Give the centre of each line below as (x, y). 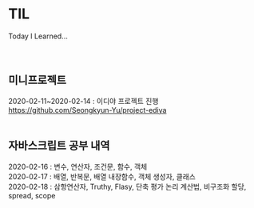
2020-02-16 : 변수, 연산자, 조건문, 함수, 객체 (78, 166)
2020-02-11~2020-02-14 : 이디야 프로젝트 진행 (83, 101)
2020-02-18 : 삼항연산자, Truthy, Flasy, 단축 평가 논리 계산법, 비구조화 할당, (127, 186)
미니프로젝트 (37, 80)
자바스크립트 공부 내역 (59, 146)
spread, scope (32, 195)
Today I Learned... (38, 36)
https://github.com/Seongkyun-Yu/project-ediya (87, 110)
